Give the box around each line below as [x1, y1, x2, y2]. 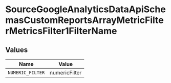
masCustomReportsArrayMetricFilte [5, 14, 164, 26]
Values [5, 45, 28, 54]
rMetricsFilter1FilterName [5, 25, 117, 37]
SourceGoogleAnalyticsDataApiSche [5, 4, 166, 15]
